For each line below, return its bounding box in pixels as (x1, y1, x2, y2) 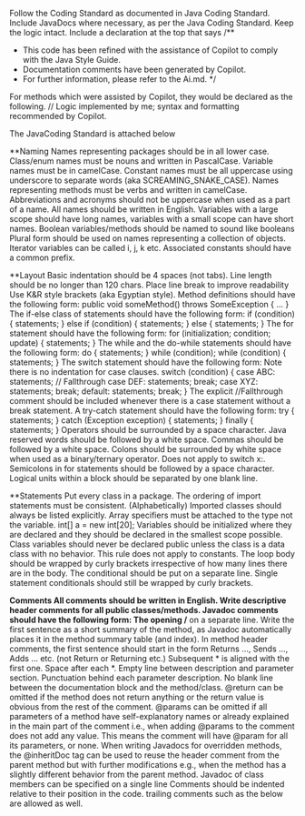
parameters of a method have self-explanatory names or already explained (9, 711, 290, 721)
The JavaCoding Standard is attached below (9, 128, 176, 139)
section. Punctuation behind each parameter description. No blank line (9, 672, 274, 683)
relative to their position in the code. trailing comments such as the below (9, 789, 284, 799)
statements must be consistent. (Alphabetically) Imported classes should (9, 500, 282, 510)
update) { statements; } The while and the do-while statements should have (9, 337, 292, 348)
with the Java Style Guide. (22, 55, 121, 65)
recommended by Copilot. (9, 111, 107, 121)
